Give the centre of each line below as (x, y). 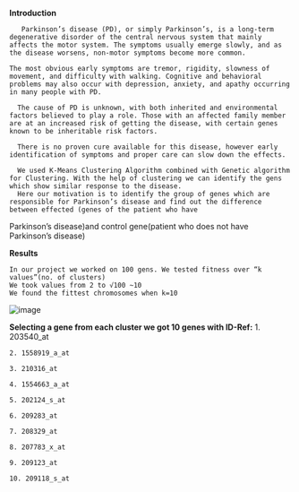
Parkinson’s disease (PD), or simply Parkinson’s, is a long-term (148, 30)
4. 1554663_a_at (39, 384)
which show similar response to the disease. (95, 186)
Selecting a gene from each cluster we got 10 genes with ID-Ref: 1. (135, 327)
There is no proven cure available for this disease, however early (148, 147)
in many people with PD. (56, 92)
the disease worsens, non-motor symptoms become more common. (128, 53)
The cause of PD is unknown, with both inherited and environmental (148, 108)
